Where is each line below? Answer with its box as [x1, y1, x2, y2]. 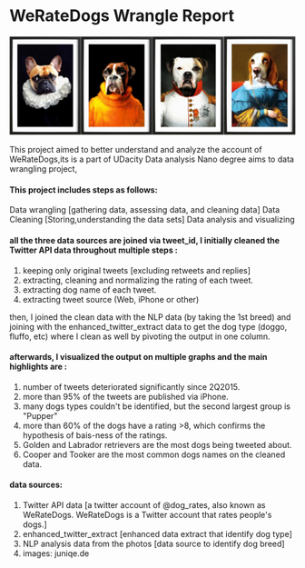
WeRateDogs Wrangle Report [9, 5, 235, 26]
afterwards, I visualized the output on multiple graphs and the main [9, 352, 268, 363]
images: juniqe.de [22, 547, 90, 559]
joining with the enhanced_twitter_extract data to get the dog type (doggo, [9, 321, 288, 332]
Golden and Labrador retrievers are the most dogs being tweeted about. [22, 439, 292, 450]
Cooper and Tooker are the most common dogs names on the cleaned [22, 449, 286, 460]
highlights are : [9, 361, 68, 373]
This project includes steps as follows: [9, 184, 158, 195]
